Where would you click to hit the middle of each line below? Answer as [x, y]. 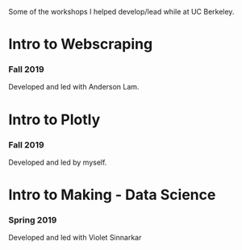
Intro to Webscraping [81, 44]
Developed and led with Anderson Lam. [74, 87]
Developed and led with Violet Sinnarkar [75, 238]
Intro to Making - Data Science [112, 195]
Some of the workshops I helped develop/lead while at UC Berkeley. [121, 12]
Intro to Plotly [54, 119]
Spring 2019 [33, 220]
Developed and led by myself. [58, 162]
